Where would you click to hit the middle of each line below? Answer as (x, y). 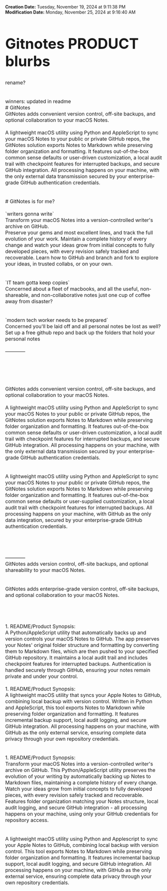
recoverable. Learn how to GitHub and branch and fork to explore (82, 257)
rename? (15, 82)
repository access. (27, 820)
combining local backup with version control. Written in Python (79, 701)
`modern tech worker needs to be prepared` (57, 320)
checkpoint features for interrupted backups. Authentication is (78, 664)
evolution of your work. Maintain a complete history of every (76, 239)
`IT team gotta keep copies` (37, 282)
